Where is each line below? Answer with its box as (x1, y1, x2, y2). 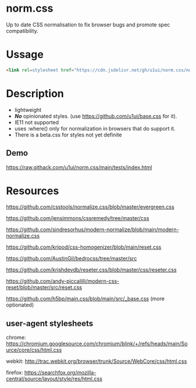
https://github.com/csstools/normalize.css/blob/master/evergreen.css (6, 204, 175, 211)
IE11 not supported (14, 119, 60, 126)
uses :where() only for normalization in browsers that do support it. (14, 125, 176, 132)
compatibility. (6, 27, 39, 34)
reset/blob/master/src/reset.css (6, 284, 82, 291)
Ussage (6, 48, 44, 61)
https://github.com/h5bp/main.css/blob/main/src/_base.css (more (6, 295, 165, 303)
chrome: (6, 334, 26, 341)
